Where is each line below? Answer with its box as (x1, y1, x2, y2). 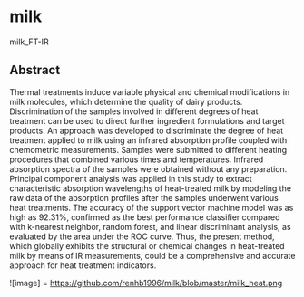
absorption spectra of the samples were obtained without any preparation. (9, 163, 288, 174)
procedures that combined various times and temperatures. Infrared (9, 154, 264, 165)
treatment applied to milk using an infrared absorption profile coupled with (9, 134, 288, 146)
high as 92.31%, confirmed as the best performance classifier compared (9, 211, 280, 223)
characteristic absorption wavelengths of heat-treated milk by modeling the (9, 183, 292, 194)
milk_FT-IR (9, 36, 50, 47)
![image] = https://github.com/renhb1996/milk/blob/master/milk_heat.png (9, 277, 283, 288)
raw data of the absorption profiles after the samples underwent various (9, 192, 279, 203)
